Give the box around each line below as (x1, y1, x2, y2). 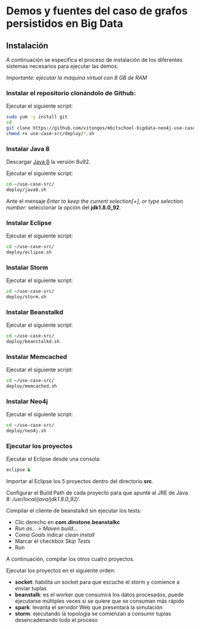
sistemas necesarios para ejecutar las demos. (6, 62, 119, 70)
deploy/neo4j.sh (6, 428, 46, 434)
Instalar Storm (6, 263, 49, 271)
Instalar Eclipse (6, 218, 52, 227)
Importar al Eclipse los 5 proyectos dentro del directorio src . (6, 478, 154, 485)
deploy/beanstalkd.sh (6, 339, 60, 345)
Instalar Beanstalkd (6, 308, 64, 316)
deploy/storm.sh (6, 294, 46, 300)
